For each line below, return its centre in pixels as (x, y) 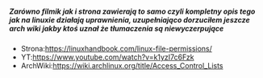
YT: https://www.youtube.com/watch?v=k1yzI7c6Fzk (107, 57)
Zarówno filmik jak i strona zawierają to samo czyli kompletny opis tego (132, 11)
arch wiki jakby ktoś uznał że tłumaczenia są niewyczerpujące (117, 28)
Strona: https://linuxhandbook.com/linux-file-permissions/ (117, 48)
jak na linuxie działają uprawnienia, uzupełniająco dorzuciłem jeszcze (129, 19)
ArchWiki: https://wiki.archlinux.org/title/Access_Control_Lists (122, 65)
